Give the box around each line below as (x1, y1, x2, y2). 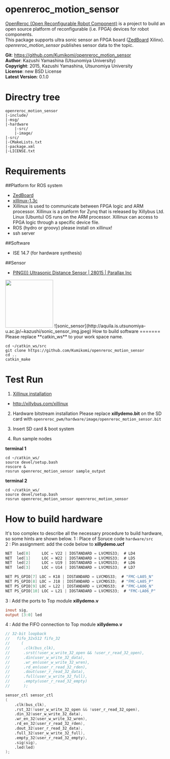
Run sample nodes (12, 435, 52, 441)
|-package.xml (5, 144, 36, 149)
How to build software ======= (92, 328, 161, 334)
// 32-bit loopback (5, 631, 47, 637)
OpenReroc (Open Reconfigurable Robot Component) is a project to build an (5, 20, 165, 27)
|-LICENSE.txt (5, 148, 36, 153)
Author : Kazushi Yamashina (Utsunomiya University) (5, 57, 116, 63)
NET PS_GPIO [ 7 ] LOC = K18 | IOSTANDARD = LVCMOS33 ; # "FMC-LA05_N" (5, 574, 154, 580)
